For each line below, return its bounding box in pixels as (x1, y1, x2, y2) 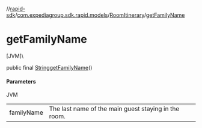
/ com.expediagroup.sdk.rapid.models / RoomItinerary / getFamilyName (14, 11, 185, 19)
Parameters (6, 78, 36, 85)
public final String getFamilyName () (6, 64, 93, 71)
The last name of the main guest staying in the (49, 105, 180, 113)
